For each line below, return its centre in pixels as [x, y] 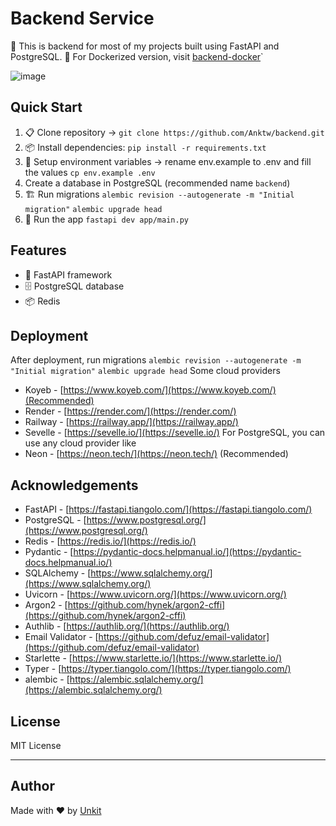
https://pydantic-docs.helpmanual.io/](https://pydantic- [187, 552]
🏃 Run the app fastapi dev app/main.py [106, 219]
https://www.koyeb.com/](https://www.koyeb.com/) [170, 390]
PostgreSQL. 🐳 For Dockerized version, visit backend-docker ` [137, 56]
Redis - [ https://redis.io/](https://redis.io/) [110, 541]
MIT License [36, 745]
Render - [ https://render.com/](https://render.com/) [130, 411]
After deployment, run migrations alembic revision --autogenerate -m [156, 360]
